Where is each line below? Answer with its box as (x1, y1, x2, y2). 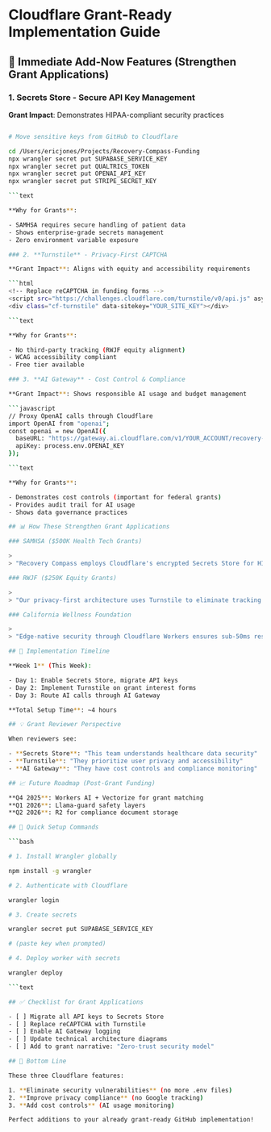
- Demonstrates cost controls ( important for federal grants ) (8, 493, 222, 501)
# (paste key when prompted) (8, 940, 106, 948)
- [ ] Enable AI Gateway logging (8, 1027, 121, 1036)
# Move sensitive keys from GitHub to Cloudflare (8, 132, 179, 140)
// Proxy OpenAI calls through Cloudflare (8, 411, 153, 420)
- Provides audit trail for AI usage (8, 500, 135, 509)
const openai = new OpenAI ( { (8, 427, 106, 435)
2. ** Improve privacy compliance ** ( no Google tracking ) (8, 1093, 204, 1102)
